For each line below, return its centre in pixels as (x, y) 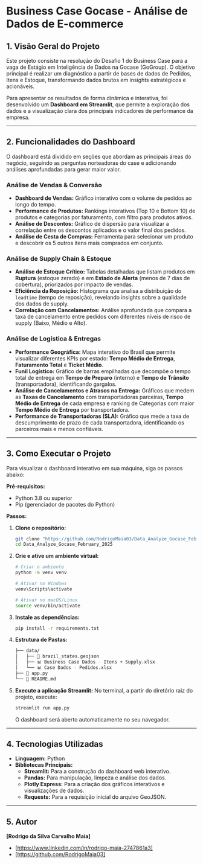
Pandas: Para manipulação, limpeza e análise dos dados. (95, 778)
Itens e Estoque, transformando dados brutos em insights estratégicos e (96, 80)
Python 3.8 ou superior (43, 498)
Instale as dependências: (47, 617)
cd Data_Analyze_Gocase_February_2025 (64, 545)
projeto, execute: (36, 697)
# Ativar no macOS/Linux (46, 600)
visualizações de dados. (54, 791)
